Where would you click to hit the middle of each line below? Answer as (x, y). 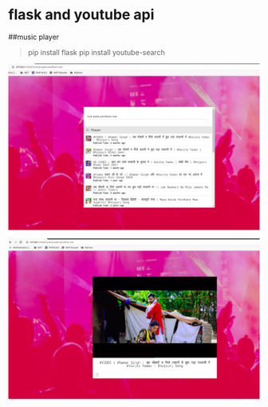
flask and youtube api (81, 15)
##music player (34, 37)
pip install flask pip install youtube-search (96, 52)
